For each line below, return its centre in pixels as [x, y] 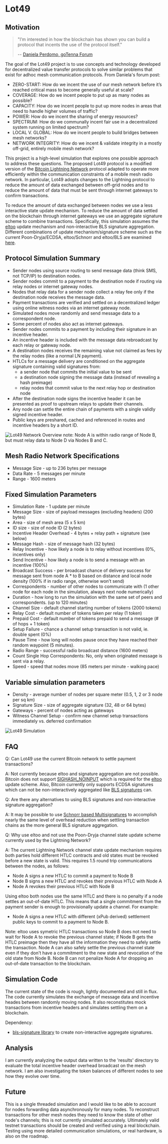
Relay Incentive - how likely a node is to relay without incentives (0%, [84, 549]
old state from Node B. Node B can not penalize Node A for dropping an [79, 958]
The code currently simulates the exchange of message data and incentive [82, 996]
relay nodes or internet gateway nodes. [53, 286]
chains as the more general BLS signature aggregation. [62, 825]
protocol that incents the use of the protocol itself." [70, 45]
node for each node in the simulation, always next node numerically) [83, 592]
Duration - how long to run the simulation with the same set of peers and [87, 597]
